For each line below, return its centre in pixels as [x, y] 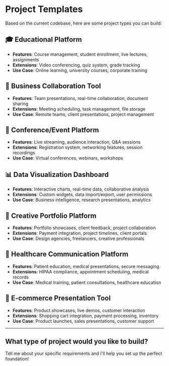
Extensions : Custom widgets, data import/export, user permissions [82, 195]
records [21, 277]
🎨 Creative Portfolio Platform [51, 215]
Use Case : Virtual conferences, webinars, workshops [68, 158]
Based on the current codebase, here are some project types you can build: [83, 23]
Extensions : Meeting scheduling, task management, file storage [79, 109]
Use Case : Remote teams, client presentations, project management [83, 114]
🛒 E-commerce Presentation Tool [58, 298]
